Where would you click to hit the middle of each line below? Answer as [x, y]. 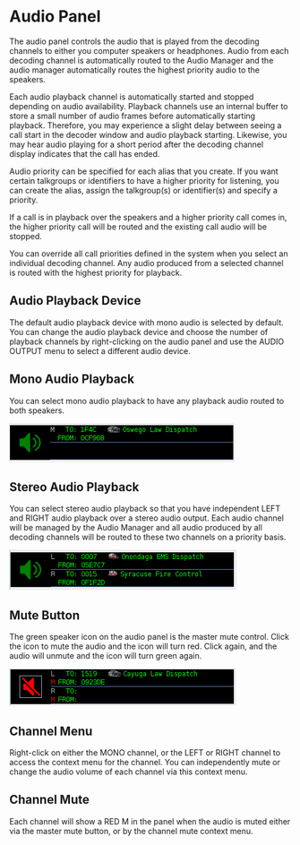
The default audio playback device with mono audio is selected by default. [146, 322]
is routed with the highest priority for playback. [96, 272]
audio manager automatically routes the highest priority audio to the [135, 70]
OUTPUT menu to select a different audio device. [100, 350]
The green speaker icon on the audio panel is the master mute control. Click [149, 637]
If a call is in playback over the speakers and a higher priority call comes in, [148, 217]
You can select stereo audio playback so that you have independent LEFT [145, 509]
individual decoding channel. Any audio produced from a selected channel [146, 263]
